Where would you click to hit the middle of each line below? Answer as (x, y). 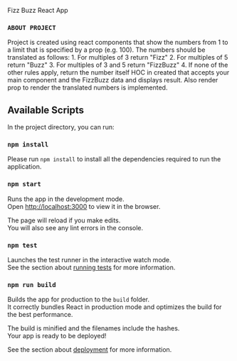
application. (25, 167)
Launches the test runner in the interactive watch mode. (90, 260)
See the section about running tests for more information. (91, 267)
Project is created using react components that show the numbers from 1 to (118, 43)
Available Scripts (46, 110)
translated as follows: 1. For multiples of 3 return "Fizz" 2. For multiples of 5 (118, 58)
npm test (22, 245)
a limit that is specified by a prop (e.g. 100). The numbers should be (106, 50)
